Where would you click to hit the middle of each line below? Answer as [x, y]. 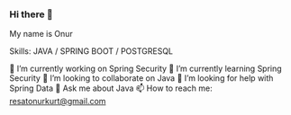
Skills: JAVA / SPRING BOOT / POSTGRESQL [91, 51]
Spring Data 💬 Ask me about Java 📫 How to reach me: [111, 88]
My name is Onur [41, 34]
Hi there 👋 [32, 14]
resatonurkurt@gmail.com [58, 102]
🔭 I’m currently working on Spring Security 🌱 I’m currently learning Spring [145, 69]
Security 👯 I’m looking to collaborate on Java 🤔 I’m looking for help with [141, 78]
